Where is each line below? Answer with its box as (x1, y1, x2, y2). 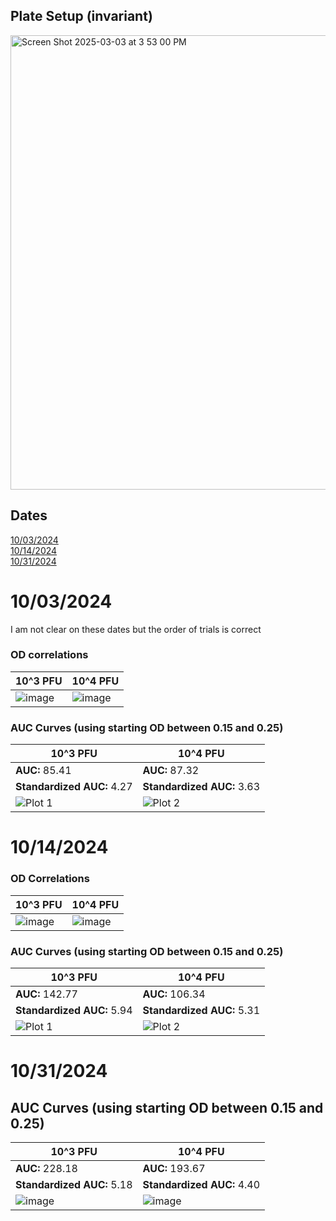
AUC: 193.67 (142, 1161, 206, 1175)
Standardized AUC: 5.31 (142, 1003, 261, 1017)
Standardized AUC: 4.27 (15, 780, 133, 794)
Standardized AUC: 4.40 (142, 1177, 261, 1191)
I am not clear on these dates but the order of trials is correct (10, 623, 262, 635)
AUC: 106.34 (142, 987, 206, 1001)
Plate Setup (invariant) (10, 8, 153, 25)
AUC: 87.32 (142, 764, 200, 778)
